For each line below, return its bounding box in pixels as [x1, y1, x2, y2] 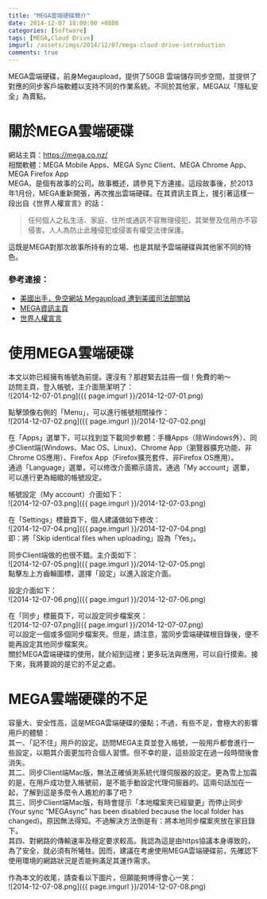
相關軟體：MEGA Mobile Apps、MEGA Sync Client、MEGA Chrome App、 [8, 160, 251, 170]
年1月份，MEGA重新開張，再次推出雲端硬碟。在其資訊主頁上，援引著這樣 [8, 188, 248, 197]
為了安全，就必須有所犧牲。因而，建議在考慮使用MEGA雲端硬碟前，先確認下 [8, 846, 258, 856]
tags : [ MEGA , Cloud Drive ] [8, 33, 94, 42]
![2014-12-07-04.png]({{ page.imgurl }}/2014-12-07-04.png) [8, 524, 207, 534]
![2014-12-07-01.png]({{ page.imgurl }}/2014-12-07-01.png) [8, 391, 204, 401]
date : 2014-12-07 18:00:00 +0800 [8, 19, 119, 27]
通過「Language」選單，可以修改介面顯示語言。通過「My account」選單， [8, 463, 254, 472]
